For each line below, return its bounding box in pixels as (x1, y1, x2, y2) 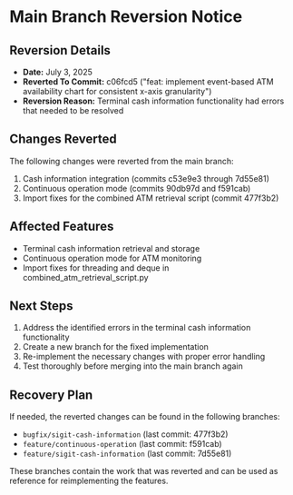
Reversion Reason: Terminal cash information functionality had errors (22, 95, 285, 106)
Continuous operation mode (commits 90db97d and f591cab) (22, 183, 251, 193)
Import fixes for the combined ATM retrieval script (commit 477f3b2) (22, 193, 279, 203)
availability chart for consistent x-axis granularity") (22, 86, 212, 96)
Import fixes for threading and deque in (22, 262, 170, 273)
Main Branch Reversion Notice (9, 6, 243, 27)
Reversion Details (9, 43, 112, 58)
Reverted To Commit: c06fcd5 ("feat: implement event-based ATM (22, 76, 274, 87)
